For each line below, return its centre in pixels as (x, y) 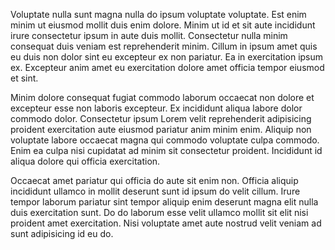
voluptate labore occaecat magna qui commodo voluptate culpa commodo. (165, 140)
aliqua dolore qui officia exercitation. (85, 161)
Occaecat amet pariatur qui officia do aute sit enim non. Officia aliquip (154, 180)
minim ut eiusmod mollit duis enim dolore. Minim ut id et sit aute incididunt (163, 25)
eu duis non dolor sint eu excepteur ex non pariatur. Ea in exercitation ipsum (167, 57)
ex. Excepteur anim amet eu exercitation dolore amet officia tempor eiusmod (167, 67)
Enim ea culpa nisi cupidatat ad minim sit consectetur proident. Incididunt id (166, 150)
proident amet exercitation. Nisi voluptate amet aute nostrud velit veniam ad (166, 223)
